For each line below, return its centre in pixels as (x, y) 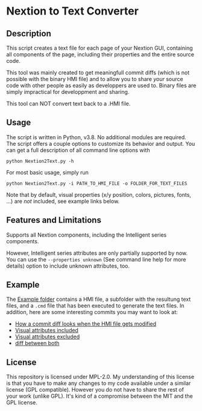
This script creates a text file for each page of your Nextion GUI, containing (99, 48)
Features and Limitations (54, 220)
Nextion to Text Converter (72, 11)
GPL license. (22, 403)
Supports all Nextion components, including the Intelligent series (87, 235)
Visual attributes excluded (47, 337)
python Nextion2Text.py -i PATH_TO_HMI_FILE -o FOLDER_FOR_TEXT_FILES (97, 183)
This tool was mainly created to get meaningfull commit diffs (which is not (98, 73)
